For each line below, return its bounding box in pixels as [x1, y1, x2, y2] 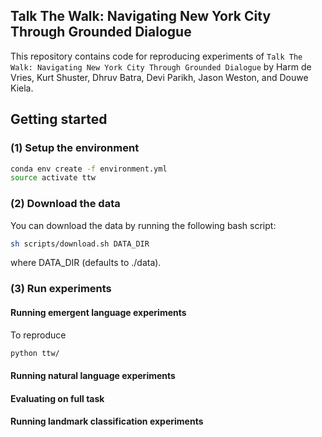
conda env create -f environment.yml [10, 164, 168, 174]
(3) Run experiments [10, 282, 112, 296]
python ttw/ [10, 348, 60, 358]
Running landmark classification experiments [10, 415, 204, 428]
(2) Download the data [10, 197, 121, 211]
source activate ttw [10, 173, 97, 183]
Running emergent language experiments [10, 306, 187, 318]
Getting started [10, 111, 108, 128]
